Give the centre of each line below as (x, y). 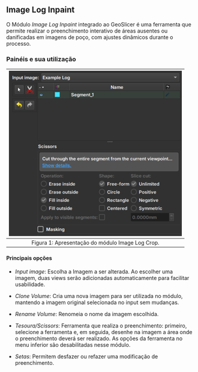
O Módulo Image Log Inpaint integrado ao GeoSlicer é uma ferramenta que (99, 24)
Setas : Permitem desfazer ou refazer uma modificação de (86, 356)
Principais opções (29, 258)
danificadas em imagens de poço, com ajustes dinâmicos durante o (90, 37)
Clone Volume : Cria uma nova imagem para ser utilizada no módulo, (99, 296)
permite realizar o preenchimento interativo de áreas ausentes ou (87, 31)
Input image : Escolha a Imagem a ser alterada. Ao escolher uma (94, 271)
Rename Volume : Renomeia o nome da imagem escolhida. (87, 314)
